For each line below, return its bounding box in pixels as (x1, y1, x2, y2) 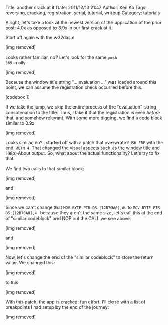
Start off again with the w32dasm (5, 35, 75, 40)
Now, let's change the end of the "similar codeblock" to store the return (5, 254, 154, 260)
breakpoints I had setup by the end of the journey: (5, 304, 109, 310)
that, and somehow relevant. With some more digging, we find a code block (5, 115, 162, 121)
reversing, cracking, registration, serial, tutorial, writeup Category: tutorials (5, 10, 160, 16)
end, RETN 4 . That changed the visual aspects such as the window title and (5, 145, 160, 151)
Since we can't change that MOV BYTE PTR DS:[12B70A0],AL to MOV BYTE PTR (5, 204, 160, 210)
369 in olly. (5, 60, 27, 65)
